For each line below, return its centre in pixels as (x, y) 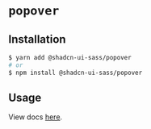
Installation (37, 39)
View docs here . (36, 117)
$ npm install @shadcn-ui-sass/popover (75, 73)
